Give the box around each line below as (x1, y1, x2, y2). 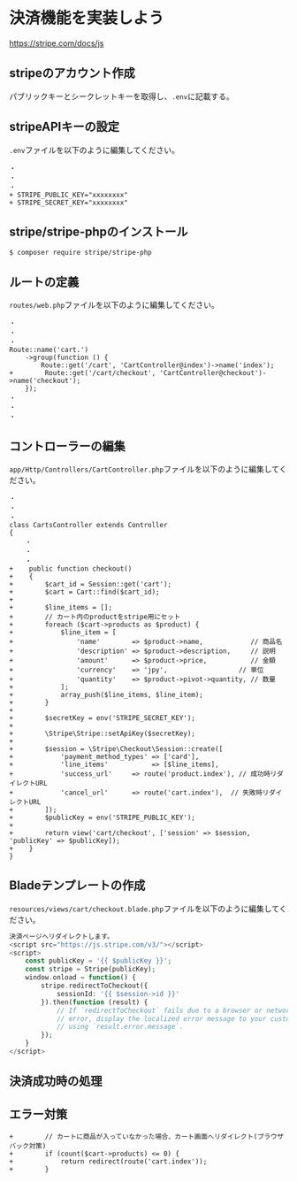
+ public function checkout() (9, 564, 133, 573)
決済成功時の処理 (9, 1074, 103, 1089)
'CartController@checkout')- (159, 369, 267, 378)
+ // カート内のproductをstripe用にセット (9, 612, 181, 621)
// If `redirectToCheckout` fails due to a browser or (56, 1006, 263, 1015)
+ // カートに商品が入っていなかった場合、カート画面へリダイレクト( (9, 1132, 258, 1141)
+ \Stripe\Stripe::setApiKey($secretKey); (9, 729, 196, 738)
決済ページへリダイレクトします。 (9, 932, 114, 940)
